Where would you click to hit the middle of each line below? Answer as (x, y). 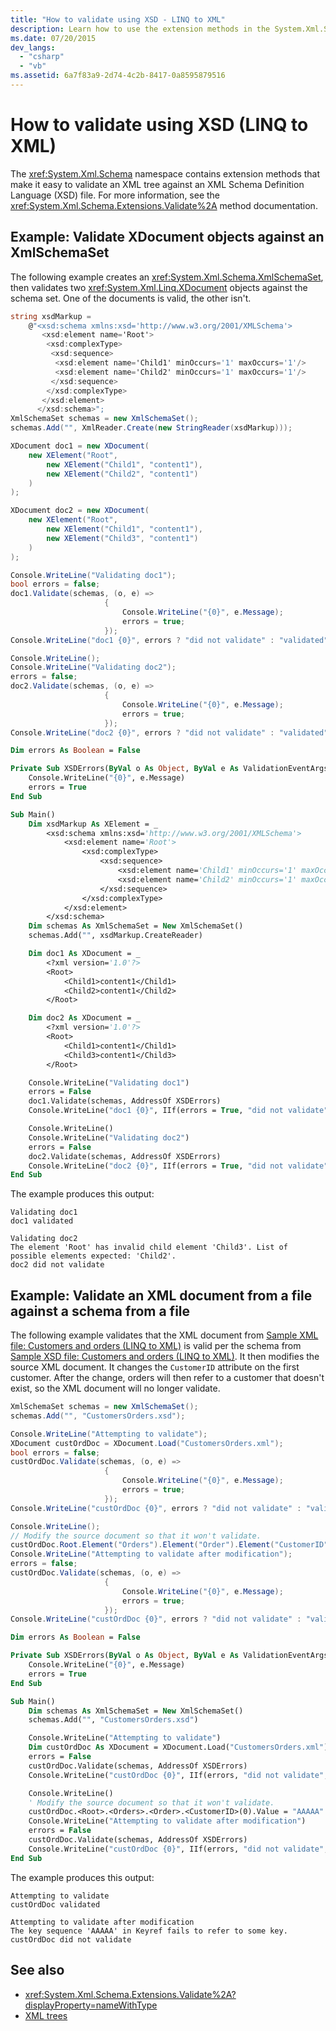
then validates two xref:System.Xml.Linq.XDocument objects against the (159, 287)
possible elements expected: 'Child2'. (93, 1256)
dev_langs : (33, 47)
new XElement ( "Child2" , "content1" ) (122, 474)
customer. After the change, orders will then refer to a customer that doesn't (167, 1378)
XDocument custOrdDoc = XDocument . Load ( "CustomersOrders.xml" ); (147, 1443)
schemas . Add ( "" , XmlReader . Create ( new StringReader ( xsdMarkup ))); (151, 428)
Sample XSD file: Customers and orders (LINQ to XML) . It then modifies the (165, 1357)
